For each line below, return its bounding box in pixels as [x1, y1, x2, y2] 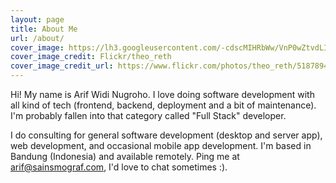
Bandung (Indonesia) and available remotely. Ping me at [10, 151, 240, 162]
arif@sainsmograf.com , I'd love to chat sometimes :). [10, 161, 228, 173]
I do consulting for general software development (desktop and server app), [10, 129, 323, 141]
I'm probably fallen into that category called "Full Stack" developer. [10, 110, 287, 121]
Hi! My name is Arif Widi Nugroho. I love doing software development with [10, 89, 315, 100]
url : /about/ [10, 33, 65, 43]
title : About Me [10, 24, 78, 34]
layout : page [10, 14, 65, 25]
